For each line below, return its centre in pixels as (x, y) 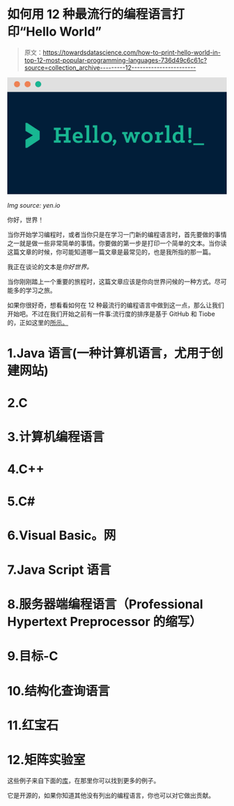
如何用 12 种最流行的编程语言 (90, 14)
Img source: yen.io (34, 205)
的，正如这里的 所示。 (38, 322)
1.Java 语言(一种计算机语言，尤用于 (109, 353)
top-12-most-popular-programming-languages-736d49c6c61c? (116, 60)
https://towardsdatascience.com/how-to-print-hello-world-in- (132, 52)
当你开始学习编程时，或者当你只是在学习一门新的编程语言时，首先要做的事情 (117, 234)
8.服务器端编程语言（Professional (105, 604)
